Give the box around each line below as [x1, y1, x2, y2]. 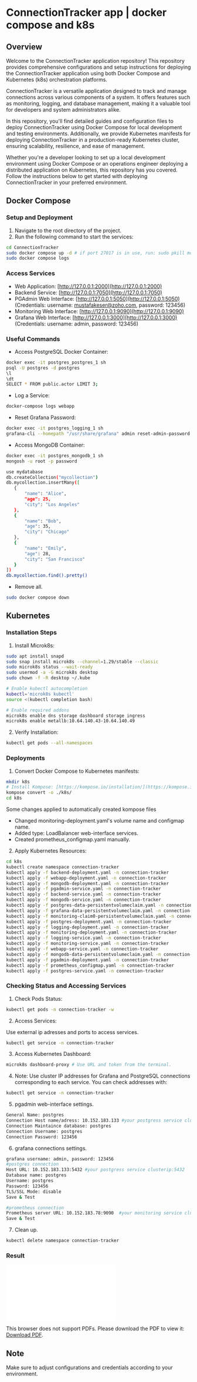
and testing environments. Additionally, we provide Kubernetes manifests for [6, 130, 191, 137]
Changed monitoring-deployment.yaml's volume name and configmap [14, 817, 185, 824]
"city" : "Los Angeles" [24, 501, 80, 508]
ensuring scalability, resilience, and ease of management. [6, 143, 145, 149]
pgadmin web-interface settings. [14, 1101, 94, 1108]
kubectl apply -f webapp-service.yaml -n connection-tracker [6, 946, 159, 952]
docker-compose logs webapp [6, 403, 75, 410]
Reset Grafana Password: [14, 414, 76, 421]
